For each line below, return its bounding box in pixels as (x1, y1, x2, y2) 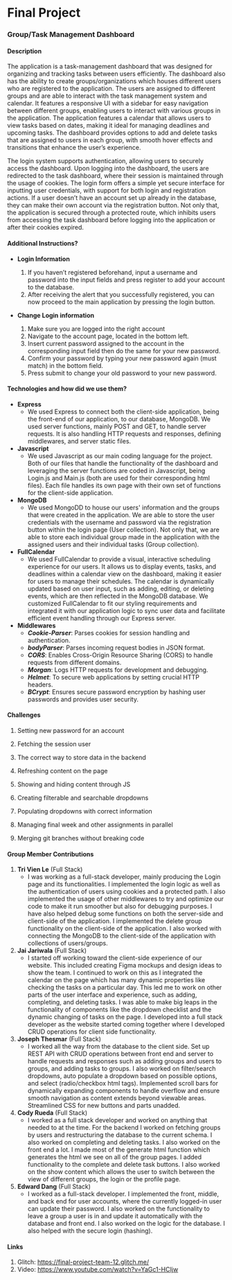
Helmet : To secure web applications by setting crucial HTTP (27, 673, 199, 681)
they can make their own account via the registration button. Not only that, (7, 201, 220, 210)
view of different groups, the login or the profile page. (27, 1175, 181, 1184)
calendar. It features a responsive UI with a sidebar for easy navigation (7, 99, 209, 108)
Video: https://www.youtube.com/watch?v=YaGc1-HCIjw (17, 1265, 179, 1274)
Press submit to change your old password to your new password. (27, 369, 217, 377)
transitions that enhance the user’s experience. (7, 144, 141, 152)
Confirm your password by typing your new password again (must (27, 354, 217, 362)
